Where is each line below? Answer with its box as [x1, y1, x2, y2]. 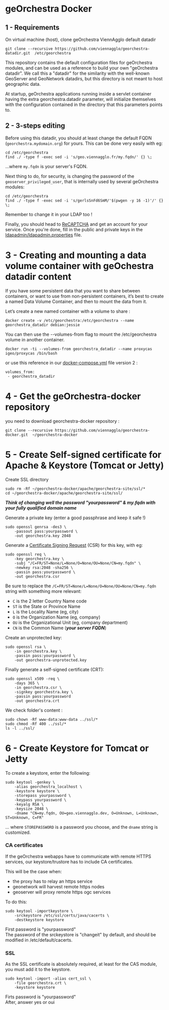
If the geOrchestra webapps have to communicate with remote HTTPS [5, 853, 151, 859]
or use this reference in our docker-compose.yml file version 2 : [5, 360, 138, 366]
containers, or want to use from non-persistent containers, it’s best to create [5, 293, 164, 299]
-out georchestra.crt [14, 698, 60, 703]
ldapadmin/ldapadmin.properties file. [5, 232, 82, 238]
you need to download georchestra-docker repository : [5, 418, 120, 424]
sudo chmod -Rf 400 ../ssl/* [5, 721, 67, 726]
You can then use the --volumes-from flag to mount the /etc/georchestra [5, 331, 157, 337]
